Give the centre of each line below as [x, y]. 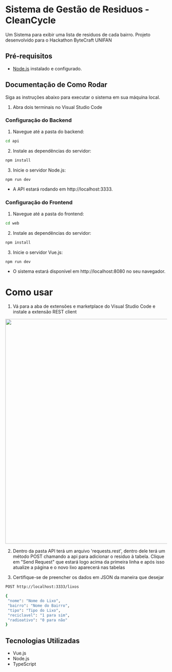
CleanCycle [31, 20]
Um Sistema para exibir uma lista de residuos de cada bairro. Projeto [78, 34]
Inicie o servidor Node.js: [39, 170]
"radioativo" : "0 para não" [37, 620]
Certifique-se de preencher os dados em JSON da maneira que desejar [88, 577]
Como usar [29, 292]
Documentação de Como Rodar [56, 85]
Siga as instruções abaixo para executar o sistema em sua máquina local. [83, 97]
